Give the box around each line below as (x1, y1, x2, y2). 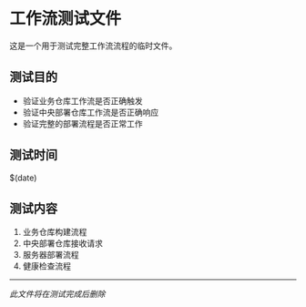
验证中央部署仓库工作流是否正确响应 (22, 107, 159, 118)
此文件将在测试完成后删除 (9, 289, 106, 300)
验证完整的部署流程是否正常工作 (22, 118, 143, 128)
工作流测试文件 (9, 8, 122, 29)
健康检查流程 (22, 261, 71, 271)
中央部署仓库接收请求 (22, 238, 103, 249)
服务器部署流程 (22, 250, 79, 261)
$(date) (9, 172, 37, 183)
